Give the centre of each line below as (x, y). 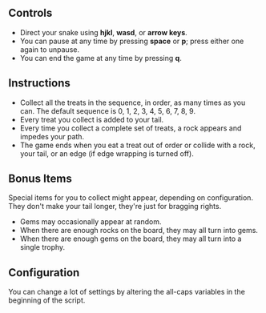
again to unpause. (50, 49)
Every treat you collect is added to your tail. (92, 119)
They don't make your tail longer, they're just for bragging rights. (115, 207)
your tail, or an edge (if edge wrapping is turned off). (107, 153)
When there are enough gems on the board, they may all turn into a (131, 239)
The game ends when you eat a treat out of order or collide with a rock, (137, 145)
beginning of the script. (47, 300)
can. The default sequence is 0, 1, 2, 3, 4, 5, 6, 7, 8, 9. (108, 110)
